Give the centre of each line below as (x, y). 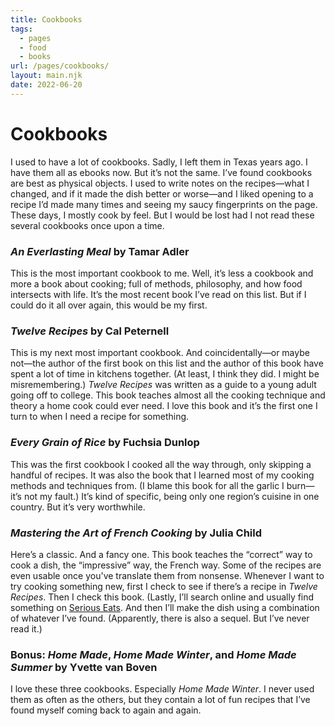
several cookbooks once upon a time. (87, 225)
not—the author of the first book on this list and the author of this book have (167, 363)
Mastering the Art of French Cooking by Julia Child (136, 533)
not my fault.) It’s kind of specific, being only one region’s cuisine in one (171, 496)
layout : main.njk (46, 76)
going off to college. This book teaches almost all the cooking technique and (168, 395)
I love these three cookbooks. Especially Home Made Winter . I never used (162, 689)
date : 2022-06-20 (46, 85)
